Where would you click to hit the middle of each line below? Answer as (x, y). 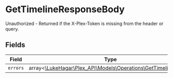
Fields (15, 45)
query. (12, 29)
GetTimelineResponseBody (65, 9)
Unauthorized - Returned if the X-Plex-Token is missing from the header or (84, 23)
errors (16, 68)
